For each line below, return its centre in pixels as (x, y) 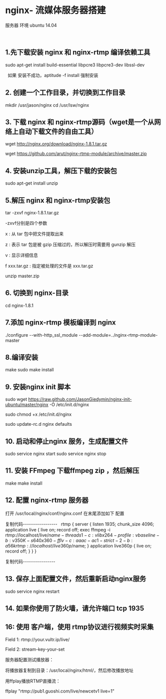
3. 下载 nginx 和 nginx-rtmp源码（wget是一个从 (80, 122)
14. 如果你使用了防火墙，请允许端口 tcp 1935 (75, 608)
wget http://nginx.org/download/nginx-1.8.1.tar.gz (56, 144)
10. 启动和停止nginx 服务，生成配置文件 (67, 441)
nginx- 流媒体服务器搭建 (56, 10)
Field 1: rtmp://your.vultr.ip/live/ (37, 639)
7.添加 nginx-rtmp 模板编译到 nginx (61, 323)
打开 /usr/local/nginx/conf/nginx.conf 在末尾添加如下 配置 (65, 513)
